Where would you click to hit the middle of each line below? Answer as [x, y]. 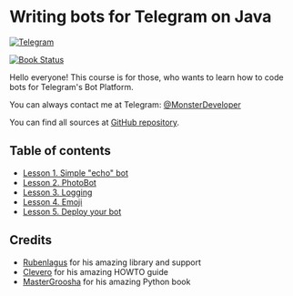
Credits [31, 240]
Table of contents [60, 151]
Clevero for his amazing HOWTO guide [95, 271]
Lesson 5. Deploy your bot [72, 211]
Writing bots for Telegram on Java [141, 17]
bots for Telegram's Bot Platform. [71, 87]
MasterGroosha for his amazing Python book [106, 281]
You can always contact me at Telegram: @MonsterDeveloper [125, 104]
